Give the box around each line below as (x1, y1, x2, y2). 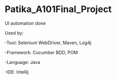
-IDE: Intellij (5, 69, 29, 75)
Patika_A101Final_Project (5, 4, 112, 15)
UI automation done (5, 20, 46, 26)
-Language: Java (5, 59, 41, 65)
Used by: (5, 30, 24, 36)
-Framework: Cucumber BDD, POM (5, 49, 78, 55)
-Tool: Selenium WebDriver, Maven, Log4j (5, 39, 92, 46)
